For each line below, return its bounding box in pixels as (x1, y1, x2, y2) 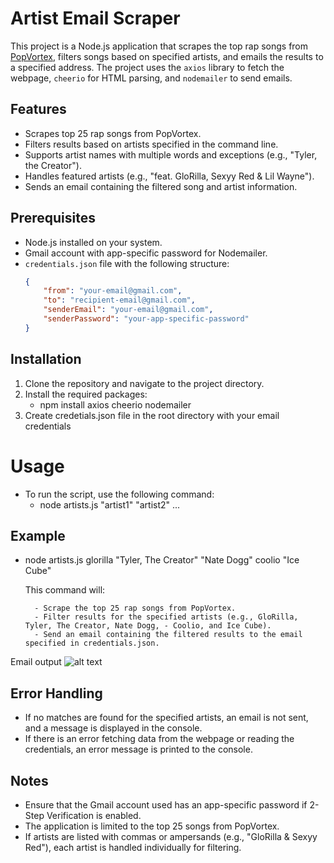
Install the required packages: (24, 388, 148, 400)
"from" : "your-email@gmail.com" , (43, 286, 183, 296)
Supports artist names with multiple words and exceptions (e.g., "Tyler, (24, 148, 318, 161)
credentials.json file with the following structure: (24, 257, 230, 269)
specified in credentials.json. (24, 638, 160, 649)
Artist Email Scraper (10, 7, 181, 30)
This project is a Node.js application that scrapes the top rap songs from (10, 40, 309, 52)
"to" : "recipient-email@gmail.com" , (43, 295, 196, 306)
